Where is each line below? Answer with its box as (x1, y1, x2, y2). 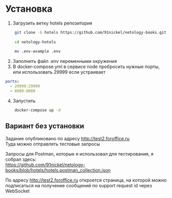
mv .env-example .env (14, 49, 61, 54)
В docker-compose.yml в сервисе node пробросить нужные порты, (12, 63, 160, 70)
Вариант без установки (5, 122, 85, 130)
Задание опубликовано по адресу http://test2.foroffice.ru (5, 135, 130, 141)
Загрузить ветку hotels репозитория (12, 20, 92, 26)
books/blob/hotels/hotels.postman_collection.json (5, 167, 111, 173)
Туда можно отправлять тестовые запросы (5, 141, 100, 147)
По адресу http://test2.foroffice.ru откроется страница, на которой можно (5, 177, 167, 183)
